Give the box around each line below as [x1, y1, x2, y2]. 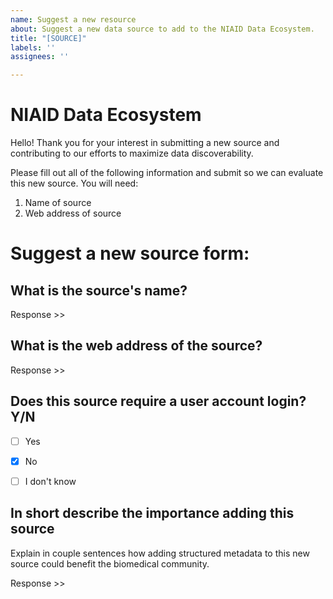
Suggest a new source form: [10, 242, 250, 265]
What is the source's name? [10, 282, 188, 299]
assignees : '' [10, 52, 70, 62]
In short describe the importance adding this [10, 505, 295, 522]
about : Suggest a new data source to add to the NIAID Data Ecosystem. [10, 24, 315, 34]
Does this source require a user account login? [10, 393, 307, 410]
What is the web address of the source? [10, 337, 263, 355]
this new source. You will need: [10, 177, 139, 190]
